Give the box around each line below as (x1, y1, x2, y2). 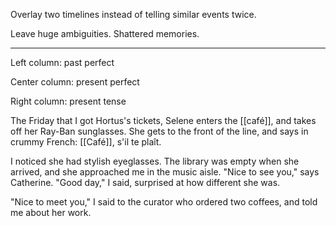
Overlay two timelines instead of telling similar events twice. (10, 9, 257, 20)
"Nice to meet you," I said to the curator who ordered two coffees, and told (10, 196, 318, 208)
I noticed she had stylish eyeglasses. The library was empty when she (10, 155, 300, 167)
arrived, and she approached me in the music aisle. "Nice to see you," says (10, 166, 320, 178)
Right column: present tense (10, 95, 127, 107)
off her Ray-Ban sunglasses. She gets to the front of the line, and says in (10, 125, 309, 137)
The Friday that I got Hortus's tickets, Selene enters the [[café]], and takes (10, 115, 317, 126)
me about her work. (10, 207, 92, 218)
